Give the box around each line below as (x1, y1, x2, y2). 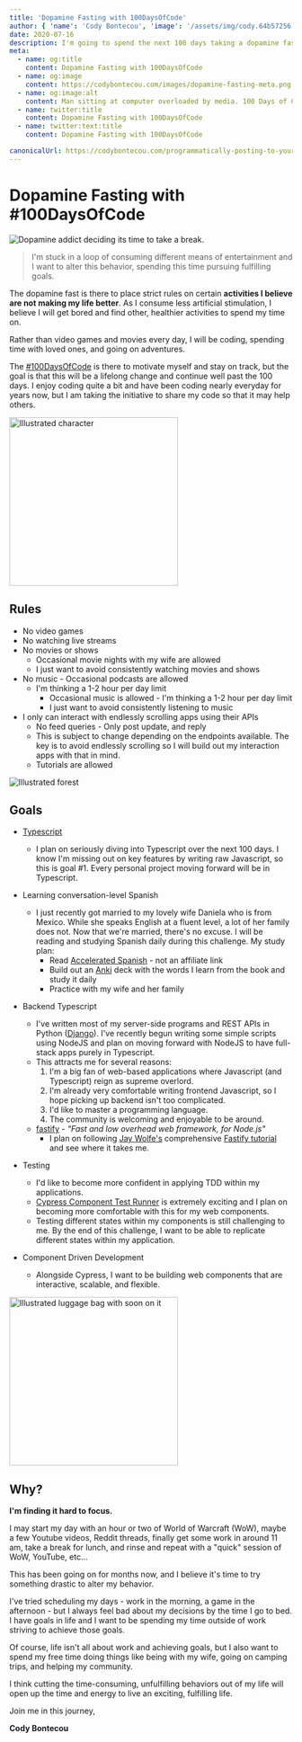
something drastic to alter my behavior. (9, 1578, 155, 1589)
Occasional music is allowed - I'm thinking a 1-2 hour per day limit (49, 692, 293, 703)
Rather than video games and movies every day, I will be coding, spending (9, 333, 285, 344)
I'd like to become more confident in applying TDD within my (35, 1178, 261, 1188)
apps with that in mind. (35, 750, 120, 760)
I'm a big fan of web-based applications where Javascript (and (49, 1066, 282, 1077)
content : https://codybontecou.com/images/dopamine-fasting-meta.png (25, 80, 292, 89)
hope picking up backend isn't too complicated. (49, 1095, 226, 1106)
